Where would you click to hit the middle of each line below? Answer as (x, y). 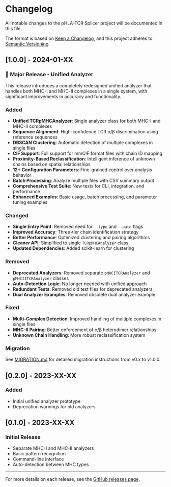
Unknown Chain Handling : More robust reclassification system (79, 335)
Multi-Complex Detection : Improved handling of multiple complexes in (87, 319)
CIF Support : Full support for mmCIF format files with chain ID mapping (88, 153)
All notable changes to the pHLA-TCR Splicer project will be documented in (84, 23)
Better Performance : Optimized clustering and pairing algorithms (81, 238)
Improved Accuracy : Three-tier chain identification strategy (76, 232)
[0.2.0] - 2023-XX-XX (41, 375)
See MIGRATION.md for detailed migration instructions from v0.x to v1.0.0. (83, 360)
